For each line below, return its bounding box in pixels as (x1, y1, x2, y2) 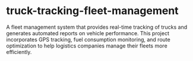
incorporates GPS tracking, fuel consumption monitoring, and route (6, 36, 170, 43)
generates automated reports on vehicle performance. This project (6, 29, 169, 36)
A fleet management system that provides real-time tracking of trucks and (6, 23, 188, 30)
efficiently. (6, 48, 32, 55)
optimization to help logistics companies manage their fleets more (6, 42, 167, 49)
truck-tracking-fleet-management (6, 4, 179, 18)
